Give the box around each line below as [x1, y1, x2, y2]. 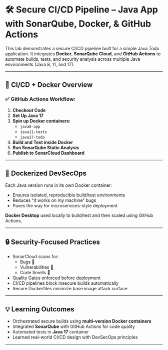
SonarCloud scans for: [12, 254, 59, 260]
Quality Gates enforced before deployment [12, 275, 101, 281]
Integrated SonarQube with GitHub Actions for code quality [12, 323, 135, 329]
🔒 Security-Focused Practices [5, 238, 100, 246]
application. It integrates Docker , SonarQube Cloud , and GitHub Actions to [5, 51, 161, 57]
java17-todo [19, 135, 45, 140]
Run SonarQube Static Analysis [12, 144, 79, 151]
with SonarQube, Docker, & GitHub [5, 18, 151, 30]
